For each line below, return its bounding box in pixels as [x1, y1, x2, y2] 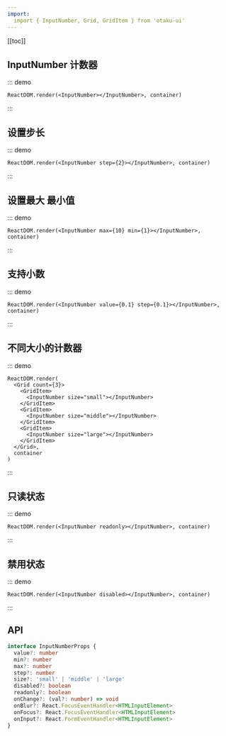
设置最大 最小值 [7, 194, 75, 206]
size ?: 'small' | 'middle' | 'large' [13, 676, 125, 683]
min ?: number [13, 656, 52, 663]
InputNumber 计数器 [7, 58, 98, 71]
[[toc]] [7, 36, 26, 45]
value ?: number [13, 649, 59, 657]
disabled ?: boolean [13, 682, 72, 690]
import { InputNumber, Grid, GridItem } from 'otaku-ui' [13, 17, 186, 24]
